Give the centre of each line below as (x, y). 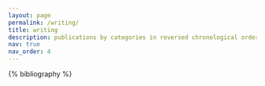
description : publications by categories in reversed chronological (123, 37)
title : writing (33, 30)
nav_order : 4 (30, 52)
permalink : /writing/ (44, 23)
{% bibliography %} (40, 74)
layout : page (30, 15)
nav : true (24, 45)
